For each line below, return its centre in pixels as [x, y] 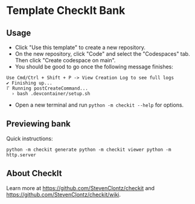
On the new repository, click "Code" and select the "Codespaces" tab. [102, 54]
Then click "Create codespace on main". [65, 60]
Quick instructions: [30, 138]
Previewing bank [39, 124]
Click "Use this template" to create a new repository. [80, 47]
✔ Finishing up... [29, 83]
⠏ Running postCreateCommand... [47, 88]
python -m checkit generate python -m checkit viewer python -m [89, 150]
